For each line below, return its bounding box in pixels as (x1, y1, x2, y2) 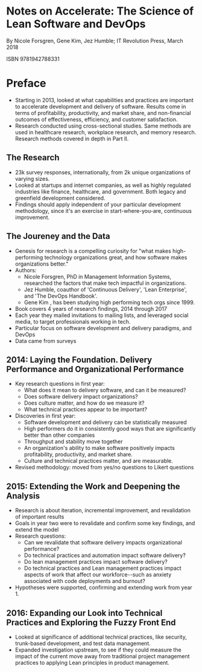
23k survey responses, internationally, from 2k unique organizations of (14, 168, 191, 176)
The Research (6, 152, 60, 163)
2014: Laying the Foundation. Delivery (6, 354, 153, 365)
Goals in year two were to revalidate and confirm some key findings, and (14, 520, 195, 527)
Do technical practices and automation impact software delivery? (24, 552, 186, 559)
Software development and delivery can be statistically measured (24, 419, 187, 426)
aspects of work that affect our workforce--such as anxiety (24, 571, 172, 578)
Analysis (6, 491, 40, 501)
